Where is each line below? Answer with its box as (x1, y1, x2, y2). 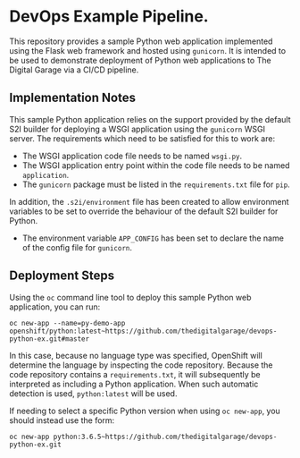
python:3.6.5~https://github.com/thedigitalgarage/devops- (53, 432, 278, 441)
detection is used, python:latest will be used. (9, 387, 178, 399)
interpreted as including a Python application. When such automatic (9, 378, 259, 389)
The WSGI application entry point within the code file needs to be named (21, 159, 290, 171)
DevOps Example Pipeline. (9, 6, 209, 27)
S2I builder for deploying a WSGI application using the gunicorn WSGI (9, 123, 266, 134)
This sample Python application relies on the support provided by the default (9, 114, 291, 124)
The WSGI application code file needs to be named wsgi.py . (21, 150, 243, 161)
